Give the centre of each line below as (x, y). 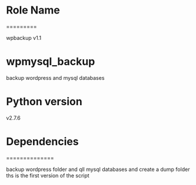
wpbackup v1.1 (24, 38)
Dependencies (42, 142)
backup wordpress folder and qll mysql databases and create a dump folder (98, 169)
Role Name (33, 10)
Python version (44, 102)
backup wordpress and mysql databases (55, 78)
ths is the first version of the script (48, 175)
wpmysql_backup (51, 62)
